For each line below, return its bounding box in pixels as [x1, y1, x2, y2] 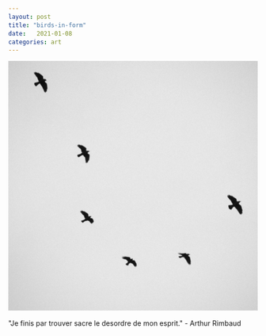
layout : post [8, 13, 51, 21]
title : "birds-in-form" [8, 21, 87, 29]
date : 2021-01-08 [8, 29, 73, 37]
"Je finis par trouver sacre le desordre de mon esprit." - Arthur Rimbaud [8, 319, 241, 328]
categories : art [8, 38, 62, 46]
